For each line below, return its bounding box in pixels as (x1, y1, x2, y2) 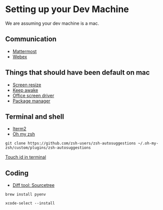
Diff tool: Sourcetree (12, 182, 55, 188)
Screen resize (12, 82, 42, 88)
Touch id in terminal (5, 154, 46, 160)
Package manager (12, 97, 51, 104)
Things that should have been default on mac (5, 68, 150, 77)
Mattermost (12, 48, 37, 54)
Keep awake (12, 87, 39, 93)
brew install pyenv (5, 192, 46, 197)
